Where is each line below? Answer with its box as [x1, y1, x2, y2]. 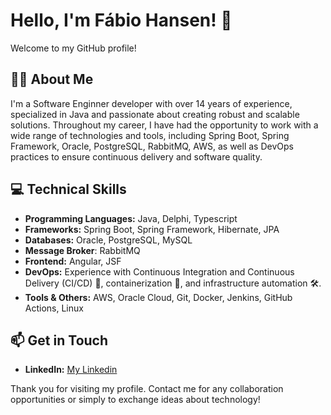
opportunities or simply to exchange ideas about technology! [10, 394, 261, 406]
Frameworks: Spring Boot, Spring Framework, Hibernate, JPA [24, 223, 280, 235]
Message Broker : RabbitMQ [24, 244, 141, 256]
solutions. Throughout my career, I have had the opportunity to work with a [10, 119, 319, 131]
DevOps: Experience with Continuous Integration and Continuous [24, 265, 295, 278]
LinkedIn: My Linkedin [24, 364, 118, 376]
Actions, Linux [24, 302, 84, 314]
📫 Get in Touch [10, 332, 109, 349]
